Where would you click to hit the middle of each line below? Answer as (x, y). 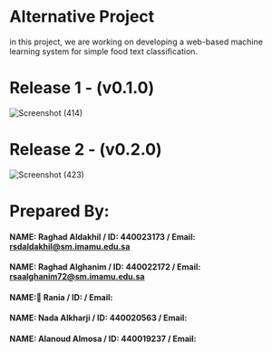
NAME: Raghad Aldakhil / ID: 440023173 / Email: (102, 236)
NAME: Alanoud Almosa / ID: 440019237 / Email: (103, 338)
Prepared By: (60, 211)
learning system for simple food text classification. (103, 51)
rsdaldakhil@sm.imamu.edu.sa (70, 246)
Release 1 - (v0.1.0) (82, 88)
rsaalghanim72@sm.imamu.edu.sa (77, 277)
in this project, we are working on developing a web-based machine (136, 42)
